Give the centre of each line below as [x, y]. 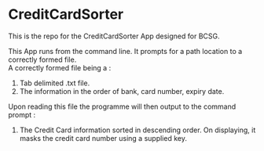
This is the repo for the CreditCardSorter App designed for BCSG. [114, 36]
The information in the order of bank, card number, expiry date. [122, 91]
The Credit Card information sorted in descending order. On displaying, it [137, 130]
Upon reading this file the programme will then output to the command [122, 106]
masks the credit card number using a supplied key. [103, 138]
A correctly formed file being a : [60, 67]
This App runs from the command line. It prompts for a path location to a [125, 51]
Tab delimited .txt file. [55, 83]
